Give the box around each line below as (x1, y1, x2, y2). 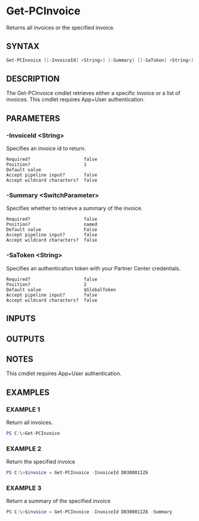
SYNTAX (6, 41, 40, 51)
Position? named (6, 221, 97, 228)
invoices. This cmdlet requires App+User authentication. (6, 96, 145, 103)
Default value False (6, 227, 97, 233)
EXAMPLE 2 (6, 444, 42, 453)
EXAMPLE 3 (6, 483, 42, 492)
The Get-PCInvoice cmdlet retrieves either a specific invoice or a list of (6, 90, 180, 97)
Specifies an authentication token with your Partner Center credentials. (6, 264, 181, 272)
